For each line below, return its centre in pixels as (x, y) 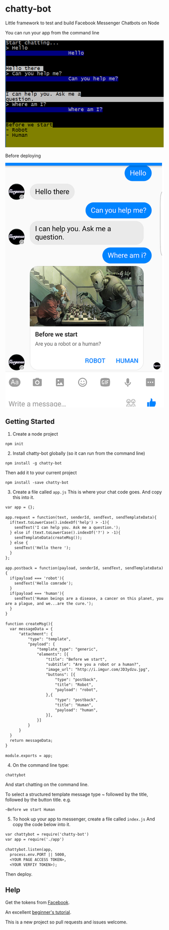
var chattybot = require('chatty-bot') (47, 834)
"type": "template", (49, 639)
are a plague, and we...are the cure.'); (49, 603)
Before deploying (23, 156)
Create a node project (35, 434)
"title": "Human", (74, 705)
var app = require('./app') (35, 839)
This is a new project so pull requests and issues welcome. (66, 922)
